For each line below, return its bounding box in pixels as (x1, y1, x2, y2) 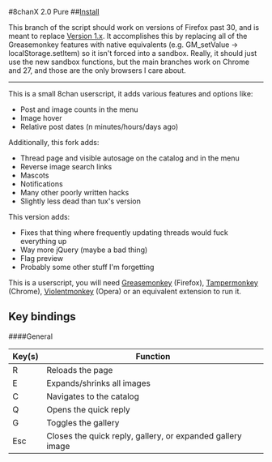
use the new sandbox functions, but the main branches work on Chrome (8, 57, 249, 66)
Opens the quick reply (46, 404, 131, 415)
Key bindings (8, 310, 77, 323)
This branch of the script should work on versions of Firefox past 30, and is (8, 23, 260, 32)
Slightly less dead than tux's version (19, 196, 142, 206)
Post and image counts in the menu (19, 105, 139, 114)
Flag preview (19, 254, 63, 263)
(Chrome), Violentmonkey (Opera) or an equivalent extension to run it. (8, 287, 241, 296)
